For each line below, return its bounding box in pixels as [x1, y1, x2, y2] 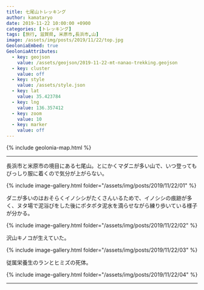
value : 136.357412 [17, 104, 64, 111]
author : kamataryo [6, 15, 53, 21]
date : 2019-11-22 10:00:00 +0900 [6, 20, 91, 26]
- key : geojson [12, 54, 50, 60]
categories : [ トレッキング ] [6, 25, 72, 32]
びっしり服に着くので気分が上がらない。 [6, 170, 107, 177]
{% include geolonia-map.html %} [6, 144, 92, 151]
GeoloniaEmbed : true [6, 43, 59, 49]
